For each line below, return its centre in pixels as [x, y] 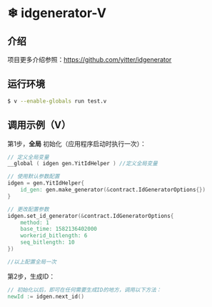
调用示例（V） [39, 125]
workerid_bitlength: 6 [54, 236]
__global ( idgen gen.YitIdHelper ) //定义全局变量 [83, 164]
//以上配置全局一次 [32, 261]
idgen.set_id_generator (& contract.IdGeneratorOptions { [91, 216]
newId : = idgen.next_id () [46, 296]
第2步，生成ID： [31, 276]
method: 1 [35, 222]
